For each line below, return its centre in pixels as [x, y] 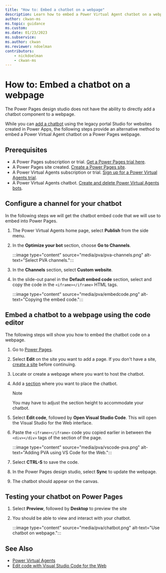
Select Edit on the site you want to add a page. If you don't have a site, [84, 359]
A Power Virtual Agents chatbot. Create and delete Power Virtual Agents [86, 183]
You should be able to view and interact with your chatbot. [71, 518]
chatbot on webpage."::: [37, 533]
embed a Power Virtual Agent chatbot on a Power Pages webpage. [73, 135]
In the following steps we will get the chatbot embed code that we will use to [83, 215]
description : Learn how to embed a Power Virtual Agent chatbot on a [78, 14]
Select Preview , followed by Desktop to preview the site [69, 509]
